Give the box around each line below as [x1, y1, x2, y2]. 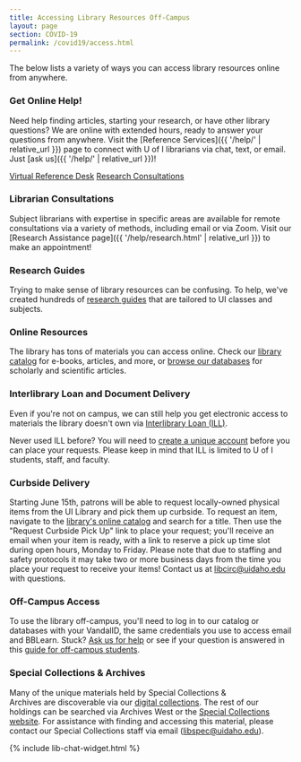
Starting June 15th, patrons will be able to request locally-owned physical [9, 497, 280, 507]
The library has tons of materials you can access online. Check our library [9, 346, 282, 357]
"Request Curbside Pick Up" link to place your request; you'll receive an [9, 525, 275, 536]
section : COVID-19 [9, 30, 78, 39]
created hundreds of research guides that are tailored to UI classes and [9, 294, 273, 305]
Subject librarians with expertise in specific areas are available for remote [9, 212, 280, 224]
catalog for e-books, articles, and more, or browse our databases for [9, 356, 262, 367]
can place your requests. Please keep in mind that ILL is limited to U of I [9, 445, 273, 455]
